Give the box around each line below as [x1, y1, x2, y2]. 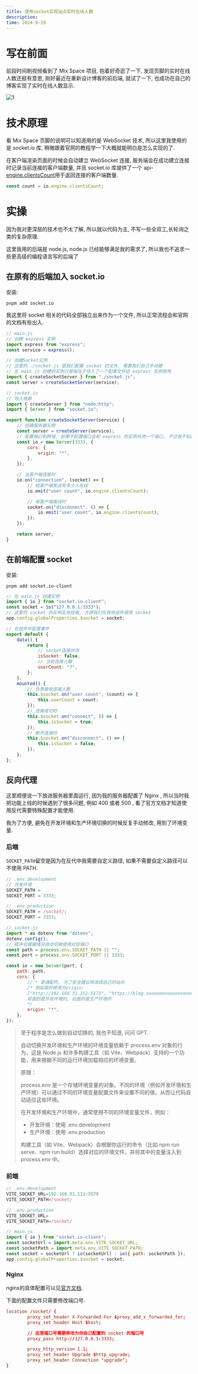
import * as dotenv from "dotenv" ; [6, 930, 94, 936]
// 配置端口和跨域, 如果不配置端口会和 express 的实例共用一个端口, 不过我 [16, 434, 182, 440]
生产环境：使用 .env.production [29, 1128, 105, 1135]
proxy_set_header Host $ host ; [27, 1319, 101, 1326]
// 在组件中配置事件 [6, 626, 49, 632]
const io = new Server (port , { [6, 963, 83, 969]
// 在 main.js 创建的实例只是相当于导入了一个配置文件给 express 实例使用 [6, 369, 171, 375]
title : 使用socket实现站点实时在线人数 [6, 8, 93, 15]
